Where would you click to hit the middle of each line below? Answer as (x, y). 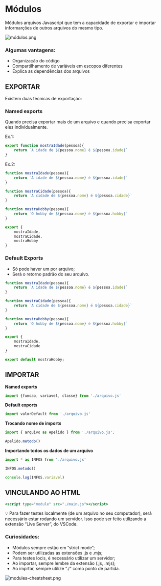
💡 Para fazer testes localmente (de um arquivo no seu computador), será (79, 513)
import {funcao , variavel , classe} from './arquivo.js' (63, 396)
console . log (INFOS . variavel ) (35, 477)
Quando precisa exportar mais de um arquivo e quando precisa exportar (78, 122)
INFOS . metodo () (21, 468)
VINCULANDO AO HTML (43, 493)
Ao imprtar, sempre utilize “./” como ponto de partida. (66, 568)
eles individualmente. (26, 127)
